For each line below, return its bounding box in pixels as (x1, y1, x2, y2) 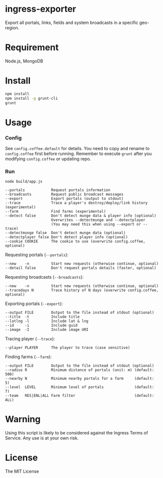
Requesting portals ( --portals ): (5, 252, 69, 258)
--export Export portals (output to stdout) (5, 196, 124, 201)
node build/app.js (5, 179, 43, 184)
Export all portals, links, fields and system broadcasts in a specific (5, 20, 139, 25)
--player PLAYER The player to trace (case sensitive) (5, 346, 131, 350)
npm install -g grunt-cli (5, 96, 58, 101)
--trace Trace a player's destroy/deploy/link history (5, 200, 148, 206)
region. (5, 24, 20, 30)
